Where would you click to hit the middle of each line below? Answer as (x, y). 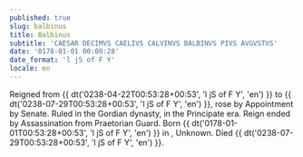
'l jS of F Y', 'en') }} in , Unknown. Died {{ (166, 132)
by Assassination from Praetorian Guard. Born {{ (100, 123)
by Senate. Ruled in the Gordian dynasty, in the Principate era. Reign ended (150, 113)
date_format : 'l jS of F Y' (63, 60)
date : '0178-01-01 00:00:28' (64, 52)
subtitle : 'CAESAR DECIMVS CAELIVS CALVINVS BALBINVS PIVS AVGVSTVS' (144, 43)
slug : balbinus (38, 26)
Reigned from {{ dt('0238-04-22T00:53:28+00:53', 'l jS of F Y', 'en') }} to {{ (151, 94)
